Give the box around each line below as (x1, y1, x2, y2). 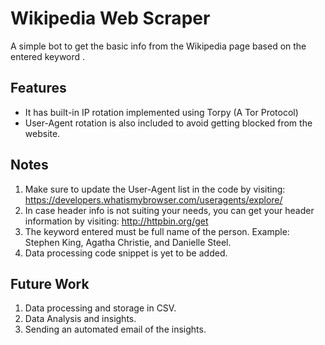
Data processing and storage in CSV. (24, 302, 177, 314)
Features (10, 80, 67, 97)
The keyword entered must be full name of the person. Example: (24, 225, 290, 237)
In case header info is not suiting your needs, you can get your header (24, 204, 315, 216)
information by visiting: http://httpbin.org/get (24, 215, 209, 227)
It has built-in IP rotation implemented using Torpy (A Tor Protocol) (24, 106, 299, 118)
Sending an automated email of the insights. (24, 323, 207, 336)
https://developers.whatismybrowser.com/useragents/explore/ (24, 193, 283, 206)
